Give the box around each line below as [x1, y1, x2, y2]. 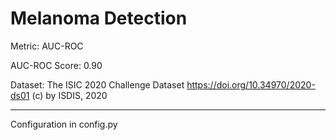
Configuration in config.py [10, 118, 118, 130]
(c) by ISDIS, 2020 [31, 89, 108, 101]
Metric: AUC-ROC [10, 40, 84, 52]
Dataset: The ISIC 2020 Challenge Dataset [10, 78, 185, 91]
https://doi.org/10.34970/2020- [186, 78, 316, 91]
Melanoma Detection [10, 7, 188, 30]
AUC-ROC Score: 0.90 [10, 59, 103, 71]
